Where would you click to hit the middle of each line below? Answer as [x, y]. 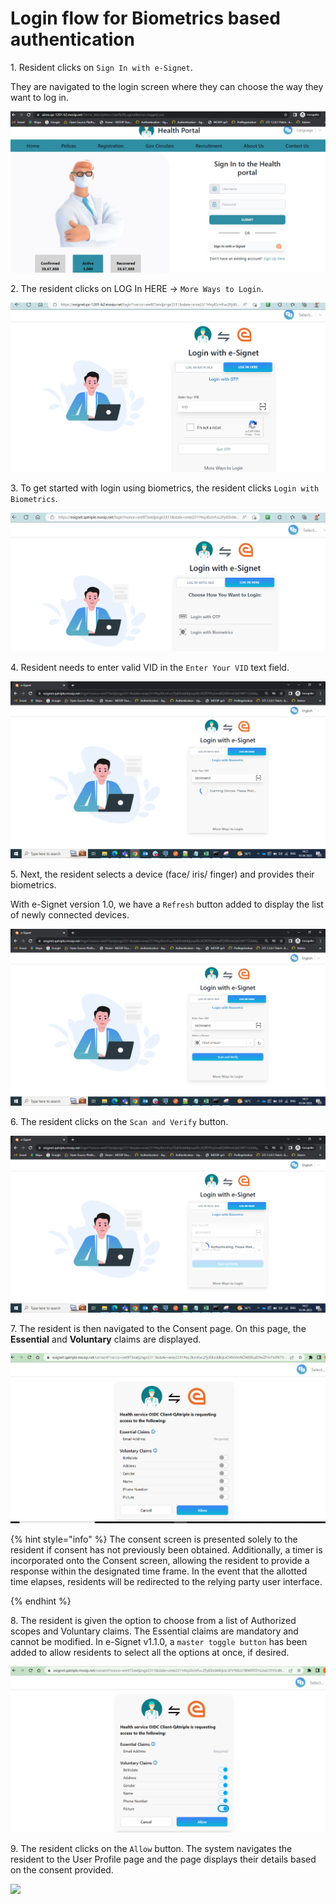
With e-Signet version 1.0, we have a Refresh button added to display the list [167, 904]
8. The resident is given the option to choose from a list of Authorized [153, 1621]
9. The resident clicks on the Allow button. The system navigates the [151, 1848]
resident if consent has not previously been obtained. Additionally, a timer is [166, 1550]
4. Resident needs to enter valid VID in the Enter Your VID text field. [150, 668]
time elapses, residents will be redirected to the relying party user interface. [166, 1582]
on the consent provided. [62, 1869]
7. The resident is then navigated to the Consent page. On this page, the [158, 1329]
